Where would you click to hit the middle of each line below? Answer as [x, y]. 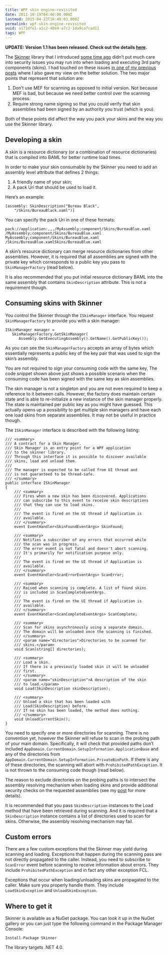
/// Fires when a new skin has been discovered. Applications [80, 496]
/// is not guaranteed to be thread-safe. [50, 474]
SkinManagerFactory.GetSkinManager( [50, 334]
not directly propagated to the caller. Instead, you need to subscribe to [78, 859]
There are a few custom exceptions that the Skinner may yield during [76, 849]
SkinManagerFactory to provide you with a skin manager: [63, 320]
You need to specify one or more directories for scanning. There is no [77, 732]
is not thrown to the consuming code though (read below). [65, 770]
